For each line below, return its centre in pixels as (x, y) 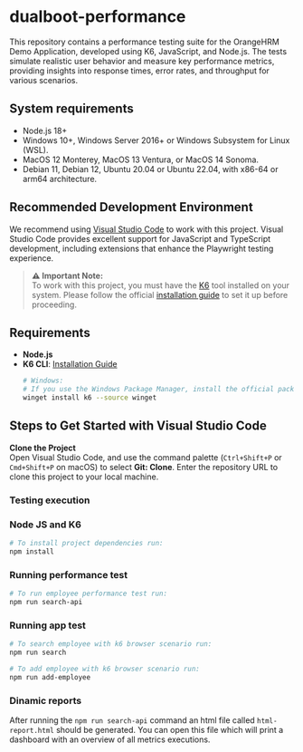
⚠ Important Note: (67, 275)
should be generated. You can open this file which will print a (170, 729)
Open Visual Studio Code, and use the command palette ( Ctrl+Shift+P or (146, 457)
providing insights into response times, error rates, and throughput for (139, 71)
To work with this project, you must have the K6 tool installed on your (161, 285)
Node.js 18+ (45, 130)
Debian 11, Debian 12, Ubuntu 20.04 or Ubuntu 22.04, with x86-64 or (150, 169)
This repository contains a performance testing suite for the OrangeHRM (145, 42)
